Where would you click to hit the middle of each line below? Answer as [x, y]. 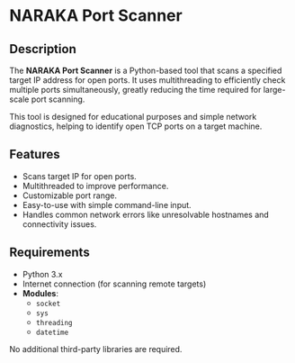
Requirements [49, 253]
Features [35, 154]
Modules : [40, 293]
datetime [52, 332]
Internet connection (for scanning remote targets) [114, 284]
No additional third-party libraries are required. [96, 349]
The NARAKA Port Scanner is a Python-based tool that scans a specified [146, 70]
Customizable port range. [69, 195]
